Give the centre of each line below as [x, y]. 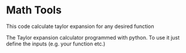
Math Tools [34, 10]
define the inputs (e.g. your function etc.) [56, 44]
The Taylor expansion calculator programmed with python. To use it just [93, 37]
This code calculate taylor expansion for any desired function [80, 26]
